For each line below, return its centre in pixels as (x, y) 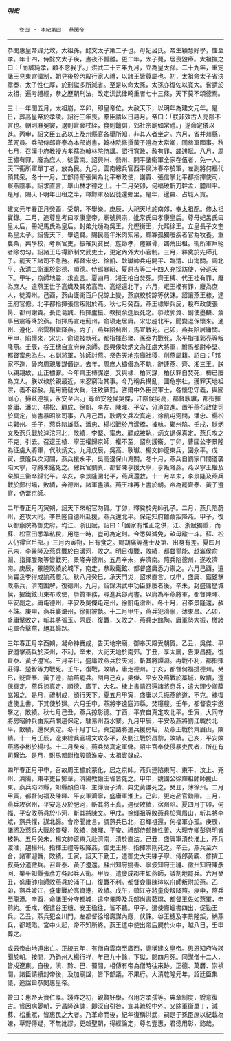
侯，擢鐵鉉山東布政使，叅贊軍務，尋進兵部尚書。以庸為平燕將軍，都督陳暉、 (115, 594)
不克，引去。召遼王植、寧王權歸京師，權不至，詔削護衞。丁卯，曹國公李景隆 (115, 441)
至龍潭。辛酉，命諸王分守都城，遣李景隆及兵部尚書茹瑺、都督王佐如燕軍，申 (115, 899)
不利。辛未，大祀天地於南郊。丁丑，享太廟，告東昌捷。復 (142, 651)
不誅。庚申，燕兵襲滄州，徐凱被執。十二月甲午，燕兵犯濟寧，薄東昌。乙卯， (115, 611)
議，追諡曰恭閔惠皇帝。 (40, 982)
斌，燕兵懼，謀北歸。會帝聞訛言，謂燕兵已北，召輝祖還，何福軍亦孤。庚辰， (115, 821)
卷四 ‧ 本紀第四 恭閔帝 (52, 30)
